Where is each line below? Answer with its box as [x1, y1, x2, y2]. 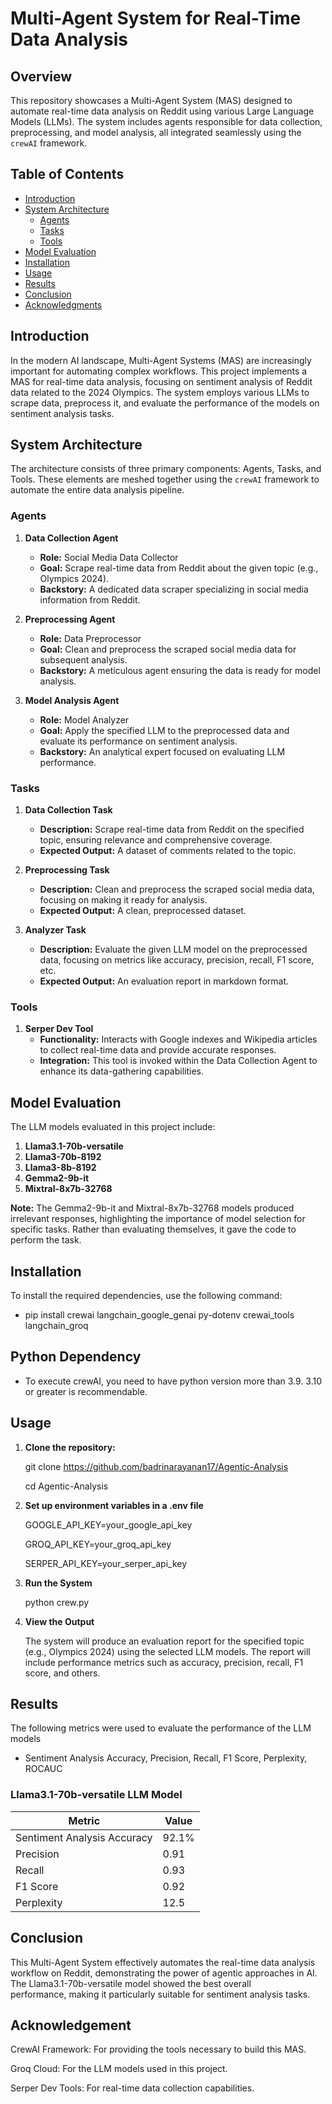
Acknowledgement [10, 2017, 132, 2034]
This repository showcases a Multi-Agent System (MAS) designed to [10, 95, 293, 106]
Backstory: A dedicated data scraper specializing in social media [39, 583, 309, 595]
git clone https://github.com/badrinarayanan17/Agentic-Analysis [24, 1460, 289, 1472]
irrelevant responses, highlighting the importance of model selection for [10, 1213, 306, 1225]
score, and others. [24, 1667, 101, 1679]
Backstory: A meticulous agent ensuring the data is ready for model [39, 664, 321, 676]
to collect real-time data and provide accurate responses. [39, 1044, 277, 1056]
